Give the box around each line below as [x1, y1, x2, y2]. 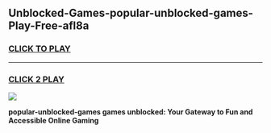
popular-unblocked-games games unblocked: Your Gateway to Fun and [8, 106, 253, 116]
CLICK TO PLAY [8, 44, 71, 55]
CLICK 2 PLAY [8, 73, 65, 85]
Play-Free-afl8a [8, 19, 90, 33]
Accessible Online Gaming [8, 115, 99, 125]
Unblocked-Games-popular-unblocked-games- [8, 6, 254, 20]
